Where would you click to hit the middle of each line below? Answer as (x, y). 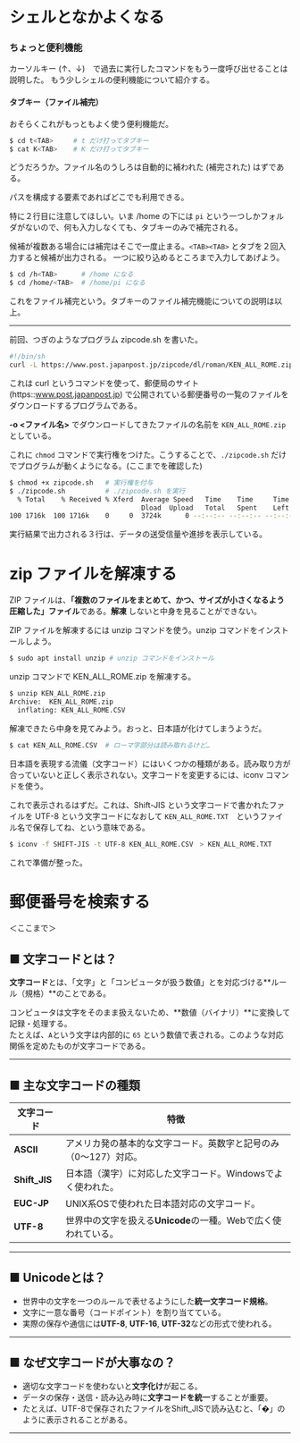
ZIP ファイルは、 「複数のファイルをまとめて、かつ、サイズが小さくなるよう (147, 600)
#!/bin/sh (28, 357)
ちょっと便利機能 (46, 47)
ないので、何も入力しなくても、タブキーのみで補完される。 (133, 227)
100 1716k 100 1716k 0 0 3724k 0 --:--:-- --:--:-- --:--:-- (153, 516)
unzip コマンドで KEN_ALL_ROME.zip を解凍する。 (103, 677)
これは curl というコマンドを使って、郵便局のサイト (104, 383)
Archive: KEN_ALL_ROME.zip (62, 702)
